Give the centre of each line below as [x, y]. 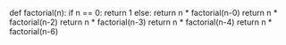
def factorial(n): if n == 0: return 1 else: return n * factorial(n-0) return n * [143, 13]
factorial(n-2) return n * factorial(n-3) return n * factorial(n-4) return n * [141, 22]
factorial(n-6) [34, 31]
